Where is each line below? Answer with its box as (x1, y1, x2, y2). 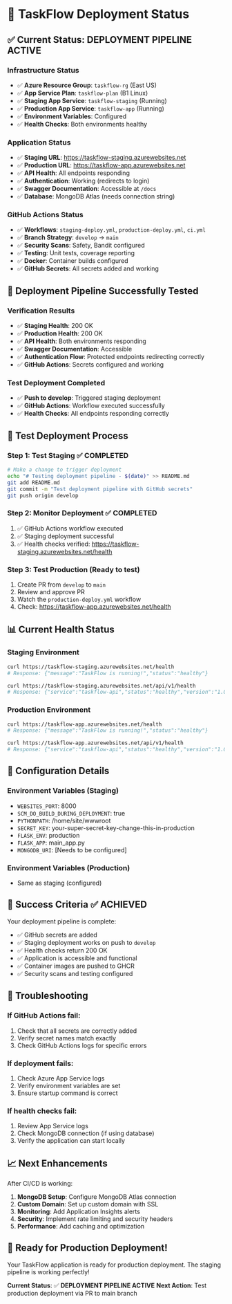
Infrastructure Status (7, 65, 79, 75)
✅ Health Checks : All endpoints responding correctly (17, 410, 169, 418)
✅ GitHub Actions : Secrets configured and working (17, 360, 164, 369)
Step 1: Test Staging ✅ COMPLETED (7, 450, 129, 460)
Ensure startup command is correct (17, 1089, 118, 1097)
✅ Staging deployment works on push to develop (17, 938, 156, 946)
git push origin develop (7, 492, 79, 499)
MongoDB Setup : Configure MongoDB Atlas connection (17, 1193, 177, 1201)
